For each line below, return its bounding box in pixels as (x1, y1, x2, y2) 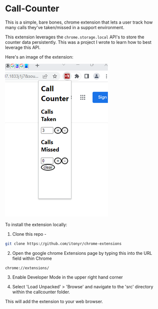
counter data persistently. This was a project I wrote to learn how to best (5, 39, 152, 45)
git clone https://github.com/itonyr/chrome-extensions (5, 241, 122, 246)
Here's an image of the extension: (5, 54, 74, 60)
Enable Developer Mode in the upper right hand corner (12, 274, 123, 280)
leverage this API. (5, 44, 41, 50)
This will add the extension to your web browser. (5, 298, 103, 304)
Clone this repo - (12, 231, 47, 237)
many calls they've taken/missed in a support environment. (5, 24, 125, 30)
